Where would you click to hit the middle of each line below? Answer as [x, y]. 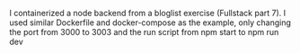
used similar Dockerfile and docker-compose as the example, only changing [150, 22]
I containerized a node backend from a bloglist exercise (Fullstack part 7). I [148, 13]
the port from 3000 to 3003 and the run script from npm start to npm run [144, 32]
